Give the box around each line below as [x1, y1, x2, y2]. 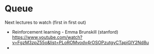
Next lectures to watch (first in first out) [5, 19, 86, 25]
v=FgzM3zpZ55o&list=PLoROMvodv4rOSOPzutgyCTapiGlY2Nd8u [12, 39, 149, 45]
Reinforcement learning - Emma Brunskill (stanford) [12, 29, 118, 35]
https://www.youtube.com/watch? [12, 34, 83, 40]
